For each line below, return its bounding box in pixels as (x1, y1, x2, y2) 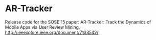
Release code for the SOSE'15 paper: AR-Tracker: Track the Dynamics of (5, 19, 152, 25)
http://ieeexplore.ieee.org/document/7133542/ (5, 29, 99, 35)
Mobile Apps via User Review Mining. (5, 24, 80, 30)
